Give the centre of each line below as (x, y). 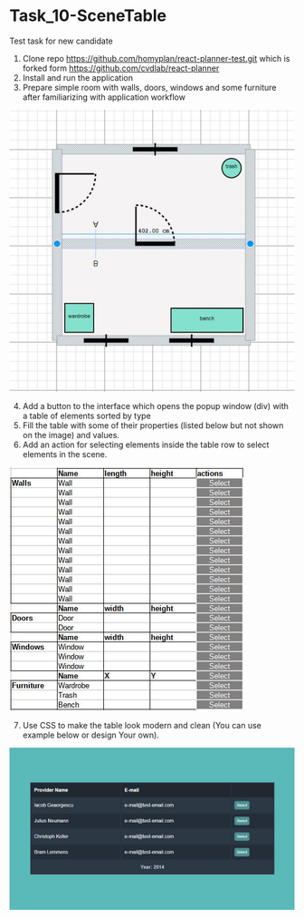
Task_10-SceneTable (88, 16)
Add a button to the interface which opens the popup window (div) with (156, 406)
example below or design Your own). (91, 735)
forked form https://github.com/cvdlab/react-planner (121, 68)
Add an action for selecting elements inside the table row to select (146, 445)
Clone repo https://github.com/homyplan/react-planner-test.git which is (156, 58)
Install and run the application (78, 77)
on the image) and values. (71, 435)
